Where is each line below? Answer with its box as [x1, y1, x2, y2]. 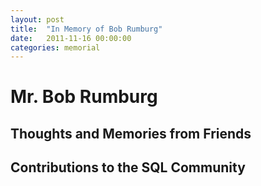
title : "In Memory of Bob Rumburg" [10, 24, 163, 34]
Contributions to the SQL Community [10, 159, 246, 176]
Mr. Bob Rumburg [10, 86, 158, 108]
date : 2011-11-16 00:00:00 [10, 33, 132, 43]
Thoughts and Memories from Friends [10, 125, 252, 142]
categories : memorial [10, 42, 101, 53]
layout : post [10, 14, 65, 25]
